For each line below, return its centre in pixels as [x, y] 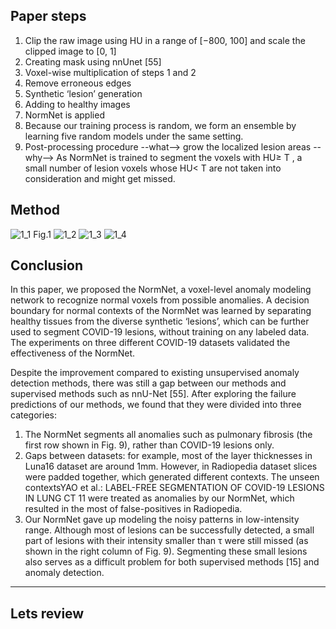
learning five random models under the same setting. [134, 136]
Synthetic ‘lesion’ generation [83, 93]
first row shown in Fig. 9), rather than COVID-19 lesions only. [149, 445]
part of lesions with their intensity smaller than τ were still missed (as [166, 541]
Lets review [47, 613]
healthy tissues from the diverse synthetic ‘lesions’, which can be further [160, 321]
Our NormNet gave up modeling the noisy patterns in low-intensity [162, 520]
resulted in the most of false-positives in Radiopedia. [133, 509]
